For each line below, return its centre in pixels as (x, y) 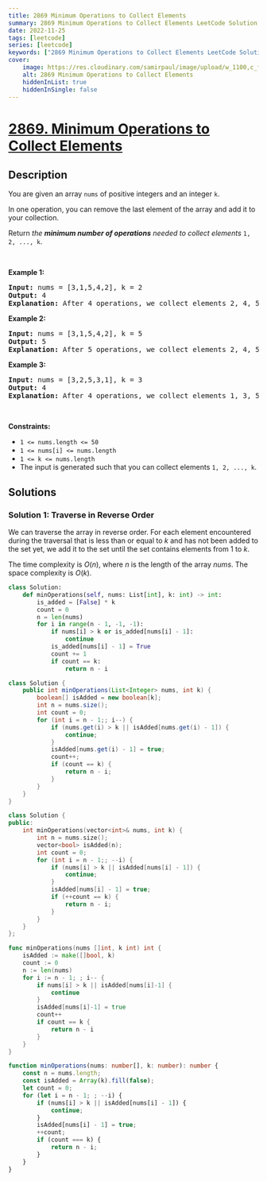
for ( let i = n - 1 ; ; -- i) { (73, 1095)
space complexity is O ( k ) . (50, 573)
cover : (19, 60)
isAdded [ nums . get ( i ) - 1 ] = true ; (108, 749)
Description (38, 174)
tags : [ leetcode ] (37, 38)
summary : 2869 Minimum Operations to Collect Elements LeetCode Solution (133, 23)
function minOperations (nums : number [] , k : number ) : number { (113, 1066)
